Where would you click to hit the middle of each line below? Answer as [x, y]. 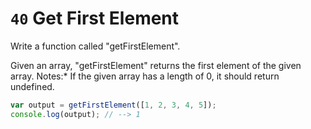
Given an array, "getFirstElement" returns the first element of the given [156, 65]
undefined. [32, 86]
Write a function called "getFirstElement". [95, 46]
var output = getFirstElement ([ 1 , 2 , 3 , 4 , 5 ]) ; [113, 105]
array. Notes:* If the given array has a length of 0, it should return [145, 76]
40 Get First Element [95, 18]
